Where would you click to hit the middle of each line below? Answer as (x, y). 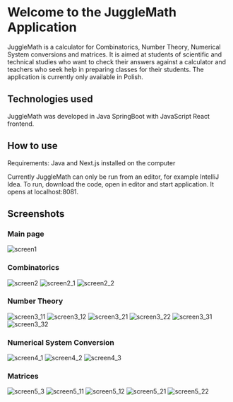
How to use (32, 146)
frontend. (21, 124)
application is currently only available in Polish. (75, 77)
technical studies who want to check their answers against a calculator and (117, 61)
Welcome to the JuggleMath (92, 12)
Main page (26, 234)
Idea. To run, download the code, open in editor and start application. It (110, 184)
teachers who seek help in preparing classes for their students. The (106, 69)
